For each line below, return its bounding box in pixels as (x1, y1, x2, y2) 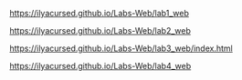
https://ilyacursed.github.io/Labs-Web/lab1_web (9, 8, 189, 18)
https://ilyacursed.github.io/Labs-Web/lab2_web (9, 25, 192, 35)
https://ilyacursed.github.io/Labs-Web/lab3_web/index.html (9, 43, 233, 54)
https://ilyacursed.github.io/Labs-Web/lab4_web (9, 61, 192, 71)
